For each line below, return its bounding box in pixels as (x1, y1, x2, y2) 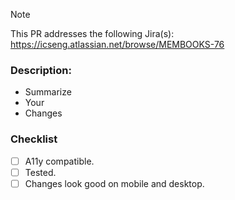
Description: (10, 63, 72, 77)
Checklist (10, 132, 58, 146)
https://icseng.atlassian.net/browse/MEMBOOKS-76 (10, 39, 225, 50)
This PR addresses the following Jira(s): (10, 28, 175, 39)
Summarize (24, 86, 72, 98)
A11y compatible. (24, 155, 95, 167)
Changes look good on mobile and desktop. (24, 177, 205, 189)
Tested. (24, 166, 57, 178)
